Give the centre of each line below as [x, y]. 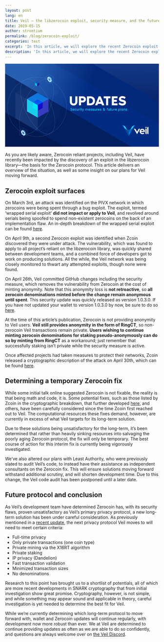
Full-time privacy [29, 537]
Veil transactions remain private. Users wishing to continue [84, 330]
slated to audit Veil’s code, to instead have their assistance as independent [80, 464]
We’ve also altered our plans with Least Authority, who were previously [76, 459]
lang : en [14, 15]
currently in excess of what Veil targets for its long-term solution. [70, 419]
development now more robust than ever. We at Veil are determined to [76, 624]
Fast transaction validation [39, 563]
